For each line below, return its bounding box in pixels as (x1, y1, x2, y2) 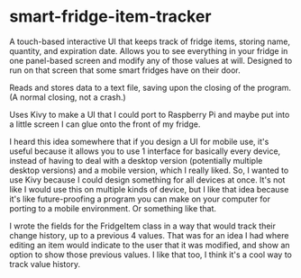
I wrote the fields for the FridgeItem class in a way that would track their (9, 220, 277, 231)
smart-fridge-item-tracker (9, 6, 212, 27)
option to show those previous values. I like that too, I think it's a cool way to (9, 249, 293, 260)
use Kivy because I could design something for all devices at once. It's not (9, 174, 286, 185)
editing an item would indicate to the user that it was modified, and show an (9, 239, 290, 250)
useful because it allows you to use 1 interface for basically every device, (9, 146, 281, 157)
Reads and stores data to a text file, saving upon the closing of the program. (9, 82, 291, 93)
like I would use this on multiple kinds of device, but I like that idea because (9, 184, 289, 194)
